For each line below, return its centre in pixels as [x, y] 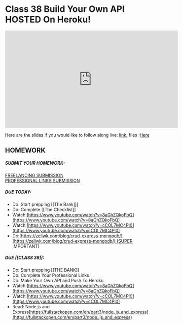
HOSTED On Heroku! [48, 19]
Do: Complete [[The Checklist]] [44, 210]
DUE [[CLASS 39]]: [25, 257]
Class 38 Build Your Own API [65, 9]
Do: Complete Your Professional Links [51, 275]
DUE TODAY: [18, 192]
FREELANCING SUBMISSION [35, 176]
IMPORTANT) [26, 246]
